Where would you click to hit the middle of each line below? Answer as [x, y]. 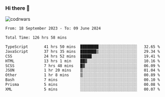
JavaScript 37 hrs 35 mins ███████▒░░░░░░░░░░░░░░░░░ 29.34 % [82, 51]
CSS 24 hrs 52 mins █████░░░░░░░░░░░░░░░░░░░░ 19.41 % [82, 56]
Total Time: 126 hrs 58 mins [36, 38]
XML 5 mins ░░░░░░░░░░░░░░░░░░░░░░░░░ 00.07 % [82, 89]
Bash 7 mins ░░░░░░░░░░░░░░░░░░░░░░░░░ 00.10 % [82, 80]
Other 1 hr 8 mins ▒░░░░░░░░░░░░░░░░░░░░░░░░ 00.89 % [82, 75]
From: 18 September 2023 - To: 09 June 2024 [53, 28]
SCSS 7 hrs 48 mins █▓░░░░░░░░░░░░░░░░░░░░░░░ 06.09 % [82, 66]
